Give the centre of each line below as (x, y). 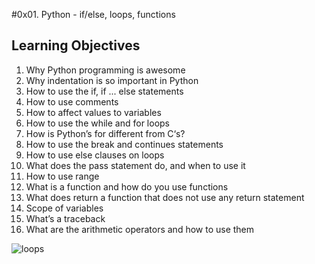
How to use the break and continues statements (124, 144)
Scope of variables (64, 208)
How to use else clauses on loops (95, 155)
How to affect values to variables (93, 112)
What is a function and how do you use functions (127, 186)
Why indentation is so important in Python (112, 80)
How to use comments (72, 101)
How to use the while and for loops (98, 123)
